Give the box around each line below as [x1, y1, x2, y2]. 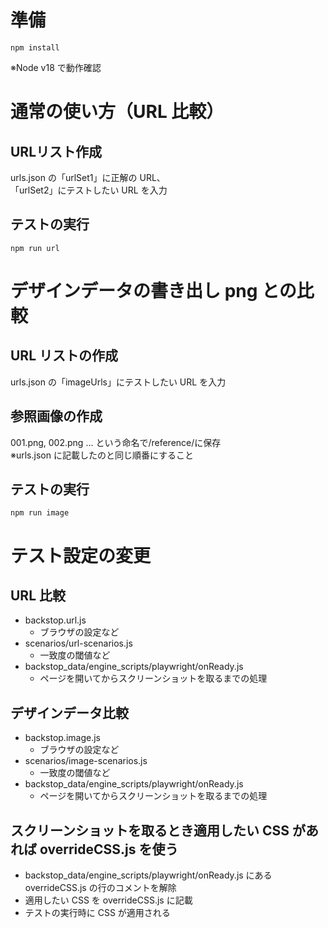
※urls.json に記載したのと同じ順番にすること [10, 449, 195, 461]
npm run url [10, 243, 60, 253]
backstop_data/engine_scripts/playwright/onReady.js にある [24, 869, 273, 881]
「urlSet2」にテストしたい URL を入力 [10, 184, 168, 196]
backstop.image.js [24, 732, 101, 744]
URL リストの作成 [10, 347, 119, 365]
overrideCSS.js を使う [39, 841, 179, 858]
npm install [10, 42, 60, 53]
